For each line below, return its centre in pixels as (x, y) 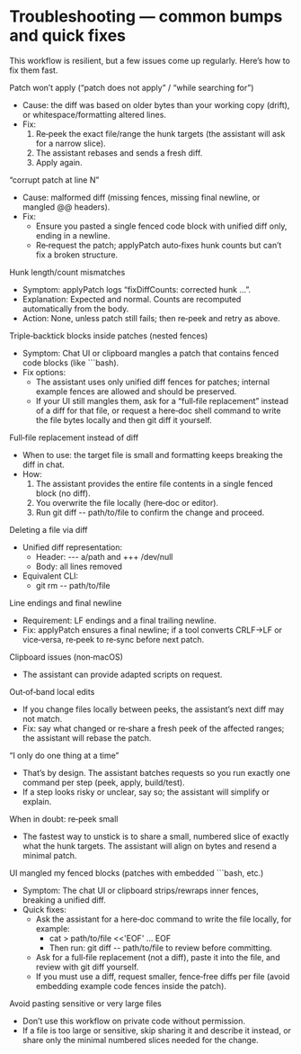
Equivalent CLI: (50, 576)
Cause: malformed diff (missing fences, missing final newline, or (141, 197)
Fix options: (44, 372)
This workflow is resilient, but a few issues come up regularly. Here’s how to (150, 60)
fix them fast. (34, 70)
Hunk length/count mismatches (67, 272)
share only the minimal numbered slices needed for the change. (140, 1040)
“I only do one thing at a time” (64, 755)
